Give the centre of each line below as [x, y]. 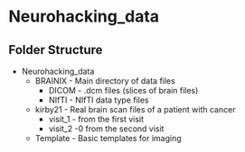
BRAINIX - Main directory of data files [105, 81]
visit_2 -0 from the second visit [106, 129]
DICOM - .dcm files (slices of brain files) [123, 90]
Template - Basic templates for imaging [108, 138]
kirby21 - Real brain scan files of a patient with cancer [135, 109]
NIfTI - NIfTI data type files [99, 100]
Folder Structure [56, 50]
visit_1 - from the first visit [96, 119]
